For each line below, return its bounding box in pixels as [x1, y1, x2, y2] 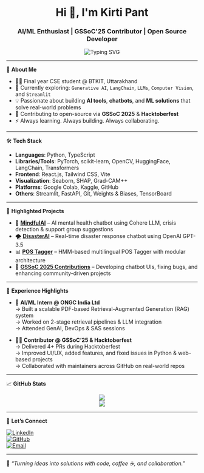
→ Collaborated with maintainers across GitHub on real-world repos [15, 362, 185, 370]
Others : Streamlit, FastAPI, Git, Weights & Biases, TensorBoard [15, 190, 172, 197]
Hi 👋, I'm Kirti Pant [55, 5, 149, 19]
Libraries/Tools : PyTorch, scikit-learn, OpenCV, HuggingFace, [15, 158, 171, 165]
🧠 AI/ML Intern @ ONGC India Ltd [15, 299, 100, 306]
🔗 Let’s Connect [6, 417, 47, 424]
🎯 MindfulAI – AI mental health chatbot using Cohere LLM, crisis [15, 219, 177, 226]
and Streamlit [15, 90, 51, 98]
